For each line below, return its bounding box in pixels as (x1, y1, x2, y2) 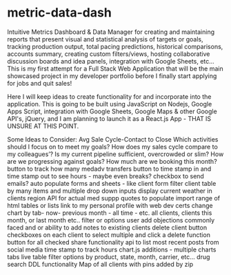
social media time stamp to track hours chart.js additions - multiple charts (7, 245, 217, 254)
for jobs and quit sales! (7, 79, 72, 87)
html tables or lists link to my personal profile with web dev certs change (7, 201, 213, 209)
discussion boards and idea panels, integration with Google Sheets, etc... (7, 57, 215, 65)
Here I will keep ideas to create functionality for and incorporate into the (7, 92, 212, 101)
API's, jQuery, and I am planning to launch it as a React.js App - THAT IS (7, 114, 212, 122)
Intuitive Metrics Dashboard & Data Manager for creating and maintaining (7, 28, 215, 36)
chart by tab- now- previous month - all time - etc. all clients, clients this (7, 209, 212, 217)
